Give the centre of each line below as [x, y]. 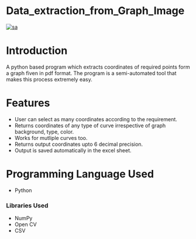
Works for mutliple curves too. [51, 138]
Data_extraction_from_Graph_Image [95, 11]
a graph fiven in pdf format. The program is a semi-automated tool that [91, 73]
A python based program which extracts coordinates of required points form [98, 67]
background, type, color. [44, 132]
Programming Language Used [80, 174]
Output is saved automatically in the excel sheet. [73, 150]
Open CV [25, 224]
